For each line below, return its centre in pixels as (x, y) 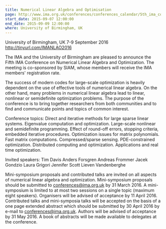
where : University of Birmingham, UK (44, 28)
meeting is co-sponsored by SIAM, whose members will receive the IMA (79, 68)
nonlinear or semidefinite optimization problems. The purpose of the (75, 98)
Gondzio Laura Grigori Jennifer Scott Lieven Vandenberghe (65, 165)
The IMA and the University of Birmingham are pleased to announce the (78, 57)
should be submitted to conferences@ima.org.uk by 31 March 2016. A (76, 185)
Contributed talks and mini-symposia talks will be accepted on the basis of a (83, 201)
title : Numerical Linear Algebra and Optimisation (58, 10)
